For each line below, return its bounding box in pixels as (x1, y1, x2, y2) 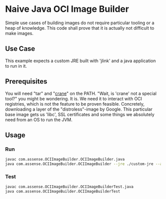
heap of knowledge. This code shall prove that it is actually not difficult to (5, 25, 155, 31)
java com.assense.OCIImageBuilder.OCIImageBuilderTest (5, 189, 121, 194)
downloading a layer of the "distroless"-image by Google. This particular (5, 106, 153, 112)
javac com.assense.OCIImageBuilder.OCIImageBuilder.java (5, 157, 125, 162)
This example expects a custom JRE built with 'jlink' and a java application (5, 58, 156, 64)
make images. (5, 30, 34, 36)
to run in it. (5, 63, 27, 69)
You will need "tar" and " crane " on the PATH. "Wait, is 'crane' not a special (5, 90, 157, 96)
